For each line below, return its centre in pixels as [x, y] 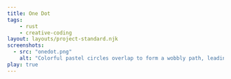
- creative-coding [46, 33]
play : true [23, 65]
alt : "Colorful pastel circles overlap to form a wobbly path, [112, 58]
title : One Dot [29, 13]
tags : [15, 20]
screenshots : [26, 45]
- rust [29, 26]
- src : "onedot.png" [43, 52]
